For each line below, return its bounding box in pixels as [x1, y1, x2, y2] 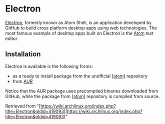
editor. [5, 35, 18, 41]
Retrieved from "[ [5, 103, 41, 109]
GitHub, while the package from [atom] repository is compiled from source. [5, 93, 160, 99]
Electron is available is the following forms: [5, 63, 93, 69]
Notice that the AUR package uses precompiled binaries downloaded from [5, 88, 158, 94]
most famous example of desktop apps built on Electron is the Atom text [5, 30, 154, 36]
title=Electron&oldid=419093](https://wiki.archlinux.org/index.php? [5, 108, 142, 114]
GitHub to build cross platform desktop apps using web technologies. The [5, 24, 157, 30]
